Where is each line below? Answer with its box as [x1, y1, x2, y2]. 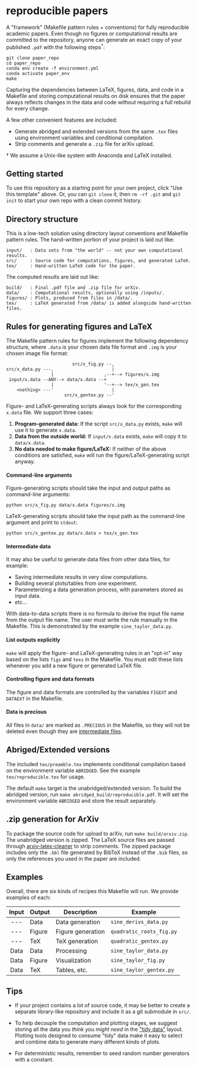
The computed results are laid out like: [6, 273, 99, 281]
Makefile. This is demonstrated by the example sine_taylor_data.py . [6, 623, 173, 630]
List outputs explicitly [6, 636, 61, 643]
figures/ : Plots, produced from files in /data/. [6, 295, 133, 301]
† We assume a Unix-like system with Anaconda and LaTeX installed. [6, 152, 173, 159]
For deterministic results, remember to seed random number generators [14, 1050, 190, 1057]
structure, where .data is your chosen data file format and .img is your [6, 344, 177, 351]
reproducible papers [6, 4, 109, 18]
